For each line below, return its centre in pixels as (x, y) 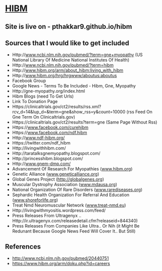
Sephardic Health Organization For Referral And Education (71, 195)
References (23, 246)
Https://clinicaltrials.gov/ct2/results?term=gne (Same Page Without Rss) (85, 122)
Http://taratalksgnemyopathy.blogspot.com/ (56, 153)
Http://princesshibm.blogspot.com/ (47, 159)
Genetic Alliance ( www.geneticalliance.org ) (56, 174)
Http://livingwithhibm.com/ (39, 148)
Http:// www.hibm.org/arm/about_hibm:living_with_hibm (68, 70)
